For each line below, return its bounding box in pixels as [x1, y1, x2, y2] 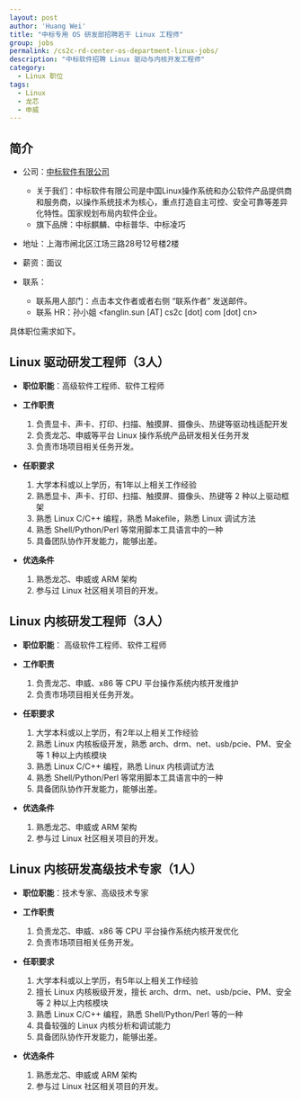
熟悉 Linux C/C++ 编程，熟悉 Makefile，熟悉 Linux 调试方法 [35, 513, 256, 523]
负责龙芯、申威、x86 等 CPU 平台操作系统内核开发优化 [35, 926, 239, 936]
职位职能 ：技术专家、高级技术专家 [22, 887, 149, 898]
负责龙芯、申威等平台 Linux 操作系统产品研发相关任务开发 [35, 429, 250, 441]
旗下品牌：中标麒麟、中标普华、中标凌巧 [35, 219, 186, 230]
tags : [9, 80, 30, 89]
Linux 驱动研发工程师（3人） [9, 354, 170, 370]
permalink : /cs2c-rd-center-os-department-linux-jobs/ [9, 47, 219, 56]
